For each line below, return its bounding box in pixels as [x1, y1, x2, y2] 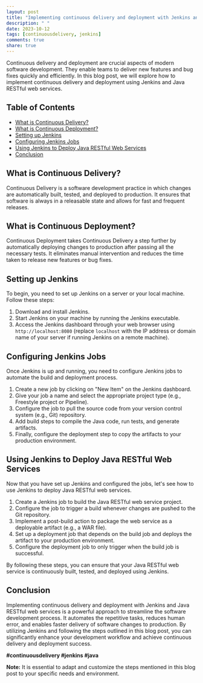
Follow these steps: [6, 296, 54, 304]
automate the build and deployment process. [6, 373, 118, 381]
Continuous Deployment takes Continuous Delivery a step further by [6, 237, 176, 244]
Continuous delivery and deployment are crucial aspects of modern [6, 59, 175, 67]
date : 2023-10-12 [6, 25, 50, 32]
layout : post [6, 8, 39, 15]
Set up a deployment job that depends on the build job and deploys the [14, 530, 192, 537]
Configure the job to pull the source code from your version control [14, 405, 182, 412]
